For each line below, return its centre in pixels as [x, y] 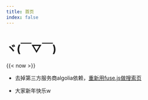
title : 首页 [20, 12]
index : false [22, 17]
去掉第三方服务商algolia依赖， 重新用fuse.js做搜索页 [78, 78]
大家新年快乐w [33, 91]
